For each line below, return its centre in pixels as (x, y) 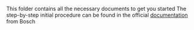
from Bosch (21, 21)
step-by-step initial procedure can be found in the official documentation (97, 15)
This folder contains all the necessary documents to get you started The (96, 9)
